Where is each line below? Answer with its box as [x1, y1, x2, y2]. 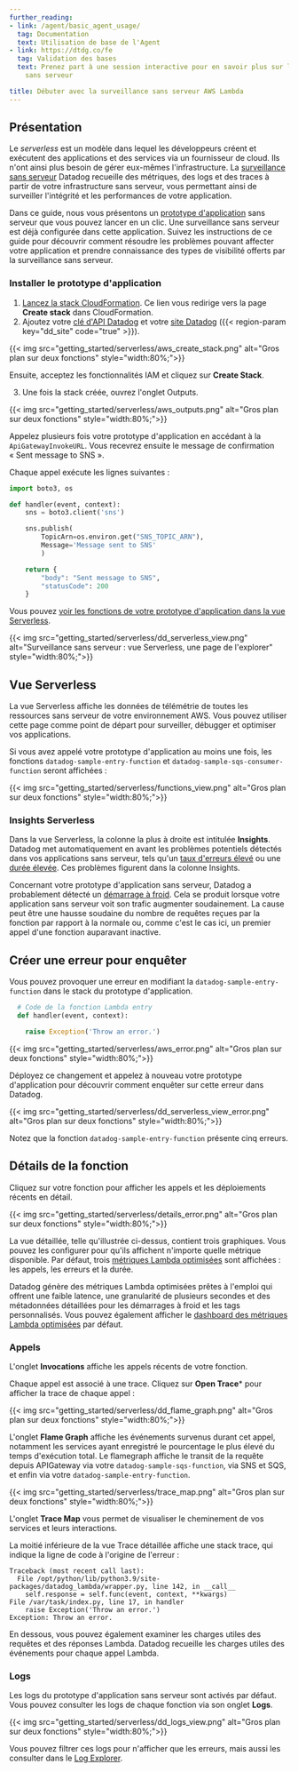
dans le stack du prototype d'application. [43, 986, 193, 996]
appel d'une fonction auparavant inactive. [9, 927, 161, 938]
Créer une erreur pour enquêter [9, 953, 187, 968]
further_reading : [9, 12, 74, 22]
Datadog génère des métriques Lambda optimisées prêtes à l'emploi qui [9, 1281, 273, 1291]
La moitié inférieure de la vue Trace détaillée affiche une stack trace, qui [9, 1540, 273, 1551]
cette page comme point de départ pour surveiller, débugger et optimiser [9, 720, 277, 730]
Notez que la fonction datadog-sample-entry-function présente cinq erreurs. [9, 1132, 288, 1143]
